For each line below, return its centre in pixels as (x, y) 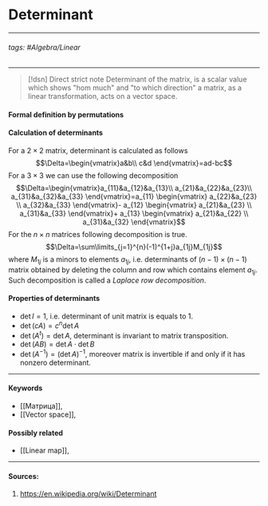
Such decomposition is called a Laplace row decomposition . (107, 280)
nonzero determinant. (55, 362)
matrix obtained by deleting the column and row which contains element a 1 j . (133, 271)
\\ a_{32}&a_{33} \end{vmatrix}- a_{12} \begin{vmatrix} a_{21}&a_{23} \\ (134, 204)
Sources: (24, 476)
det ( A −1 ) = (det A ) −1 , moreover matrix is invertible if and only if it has (132, 353)
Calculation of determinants (56, 132)
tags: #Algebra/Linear (45, 47)
